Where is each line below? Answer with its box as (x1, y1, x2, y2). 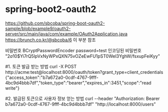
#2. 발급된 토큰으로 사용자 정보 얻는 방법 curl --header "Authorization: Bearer (5, 95, 160, 101)
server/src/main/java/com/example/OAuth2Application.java (5, 31, 128, 37)
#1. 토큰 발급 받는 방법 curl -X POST (5, 63, 77, 69)
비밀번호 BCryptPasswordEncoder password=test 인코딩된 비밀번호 (5, 47, 142, 53)
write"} (5, 85, 20, 91)
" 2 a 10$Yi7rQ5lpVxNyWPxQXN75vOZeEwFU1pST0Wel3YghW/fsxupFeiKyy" (5, 53, 160, 59)
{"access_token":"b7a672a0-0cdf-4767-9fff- (5, 74, 99, 80)
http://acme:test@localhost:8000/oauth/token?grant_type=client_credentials (5, 69, 163, 75)
